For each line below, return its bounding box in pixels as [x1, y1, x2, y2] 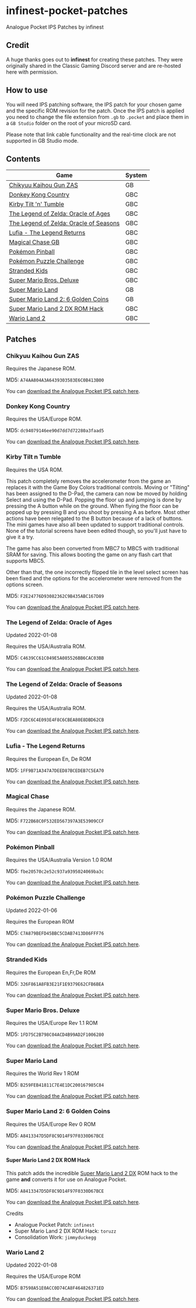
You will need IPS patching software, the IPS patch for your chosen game [6, 101, 182, 108]
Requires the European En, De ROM [6, 755, 92, 762]
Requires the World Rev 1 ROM [6, 1070, 80, 1077]
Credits [6, 1210, 24, 1217]
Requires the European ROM [6, 918, 75, 925]
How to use [6, 85, 48, 95]
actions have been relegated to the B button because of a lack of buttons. [6, 515, 183, 522]
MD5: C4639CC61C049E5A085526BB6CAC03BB [6, 654, 104, 661]
